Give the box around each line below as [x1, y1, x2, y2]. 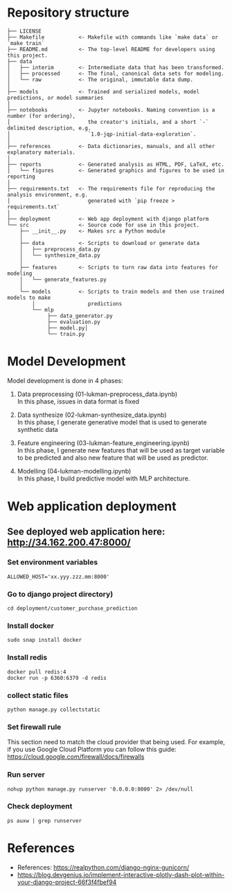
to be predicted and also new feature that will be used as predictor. [17, 453, 209, 462]
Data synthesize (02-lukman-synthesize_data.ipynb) [17, 411, 167, 419]
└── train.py [47, 330, 85, 337]
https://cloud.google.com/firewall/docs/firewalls [7, 752, 145, 761]
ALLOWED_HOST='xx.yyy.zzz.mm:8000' [7, 573, 110, 580]
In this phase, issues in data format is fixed [17, 397, 140, 406]
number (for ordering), [7, 112, 76, 119]
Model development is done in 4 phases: [7, 376, 123, 385]
